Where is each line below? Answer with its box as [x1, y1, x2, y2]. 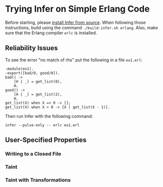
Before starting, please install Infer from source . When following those [5, 19, 146, 25]
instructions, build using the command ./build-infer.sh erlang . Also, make [5, 24, 158, 30]
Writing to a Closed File [5, 150, 61, 157]
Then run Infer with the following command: [5, 113, 93, 119]
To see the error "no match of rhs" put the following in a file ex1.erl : [5, 57, 143, 63]
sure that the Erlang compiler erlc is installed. [5, 30, 97, 36]
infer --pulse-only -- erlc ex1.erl [5, 123, 80, 128]
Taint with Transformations [5, 176, 71, 183]
